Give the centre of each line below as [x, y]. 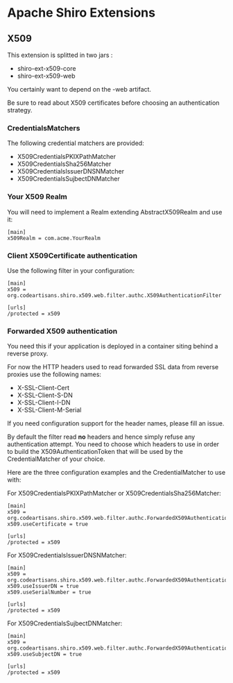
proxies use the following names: [54, 374]
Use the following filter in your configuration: [71, 270]
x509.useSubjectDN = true [44, 655]
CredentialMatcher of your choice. [56, 459]
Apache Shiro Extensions [81, 13]
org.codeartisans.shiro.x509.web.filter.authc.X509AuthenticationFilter [114, 295]
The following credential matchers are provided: [76, 143]
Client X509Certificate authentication [72, 255]
